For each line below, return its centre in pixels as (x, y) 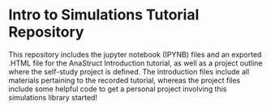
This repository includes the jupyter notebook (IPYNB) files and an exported (135, 54)
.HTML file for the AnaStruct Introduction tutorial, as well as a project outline (135, 63)
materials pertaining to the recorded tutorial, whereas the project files (125, 80)
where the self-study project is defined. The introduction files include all (129, 71)
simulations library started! (53, 97)
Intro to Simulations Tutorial (104, 15)
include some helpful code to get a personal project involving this (118, 89)
